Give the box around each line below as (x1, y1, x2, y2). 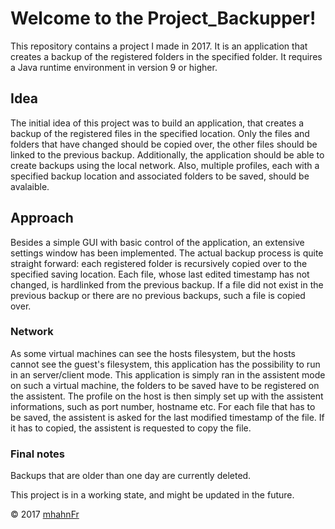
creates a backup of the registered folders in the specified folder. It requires (10, 50, 323, 62)
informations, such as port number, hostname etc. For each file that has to (10, 400, 316, 412)
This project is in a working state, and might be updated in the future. (10, 489, 295, 501)
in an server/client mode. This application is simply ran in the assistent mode (10, 368, 326, 381)
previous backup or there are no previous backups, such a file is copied (10, 289, 306, 301)
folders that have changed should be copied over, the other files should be (10, 138, 318, 150)
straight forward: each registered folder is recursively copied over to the (10, 257, 308, 269)
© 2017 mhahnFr (10, 508, 80, 521)
